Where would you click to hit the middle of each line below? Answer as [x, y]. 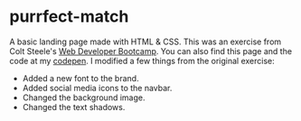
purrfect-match [69, 17]
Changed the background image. [84, 98]
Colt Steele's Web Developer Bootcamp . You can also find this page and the [150, 51]
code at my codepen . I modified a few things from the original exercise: [142, 60]
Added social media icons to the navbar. [97, 88]
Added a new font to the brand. [80, 78]
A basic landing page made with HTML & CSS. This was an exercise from [146, 42]
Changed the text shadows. [74, 107]
